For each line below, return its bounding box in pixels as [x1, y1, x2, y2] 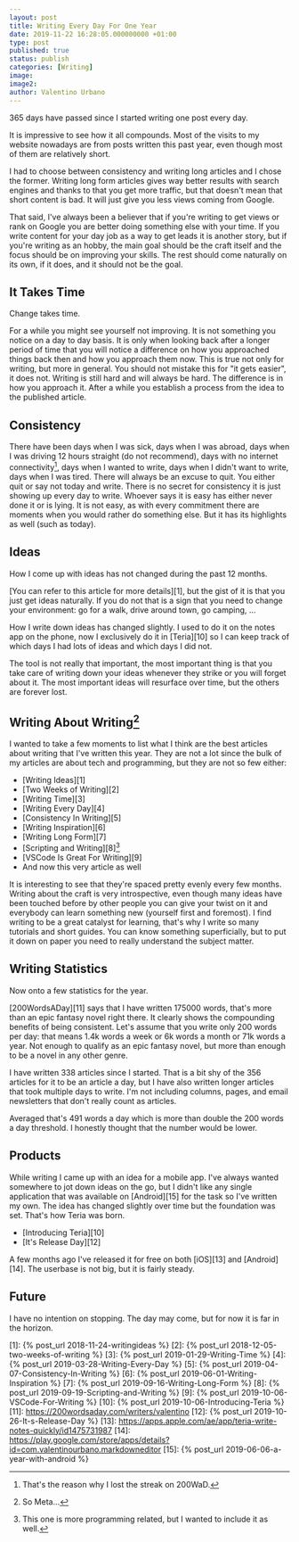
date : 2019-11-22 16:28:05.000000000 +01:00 [9, 29, 177, 38]
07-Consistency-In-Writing [9, 1368, 108, 1379]
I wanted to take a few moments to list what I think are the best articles [9, 738, 269, 749]
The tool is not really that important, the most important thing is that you [9, 657, 273, 669]
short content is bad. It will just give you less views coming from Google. [9, 194, 275, 205]
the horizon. [9, 1322, 53, 1333]
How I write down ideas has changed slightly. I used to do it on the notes [9, 622, 276, 632]
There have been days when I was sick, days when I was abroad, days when [9, 441, 290, 452]
